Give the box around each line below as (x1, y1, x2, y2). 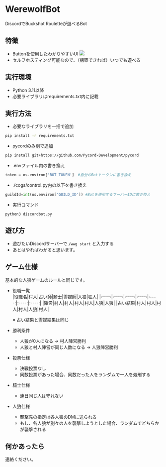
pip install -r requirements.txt (5, 133, 75, 138)
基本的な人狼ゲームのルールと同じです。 (5, 277, 88, 283)
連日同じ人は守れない (19, 392, 64, 399)
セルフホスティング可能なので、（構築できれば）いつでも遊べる (12, 57, 141, 63)
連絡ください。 (5, 457, 36, 463)
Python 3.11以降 (12, 87, 44, 93)
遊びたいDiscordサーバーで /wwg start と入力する (12, 240, 114, 246)
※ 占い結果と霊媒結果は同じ (12, 317, 69, 323)
